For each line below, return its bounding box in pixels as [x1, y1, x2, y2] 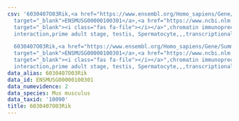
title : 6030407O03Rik [7, 102, 72, 110]
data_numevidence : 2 [7, 83, 69, 90]
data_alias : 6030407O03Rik [7, 69, 87, 77]
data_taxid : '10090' [7, 96, 69, 103]
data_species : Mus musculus [7, 90, 91, 97]
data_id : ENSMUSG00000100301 [7, 76, 94, 83]
